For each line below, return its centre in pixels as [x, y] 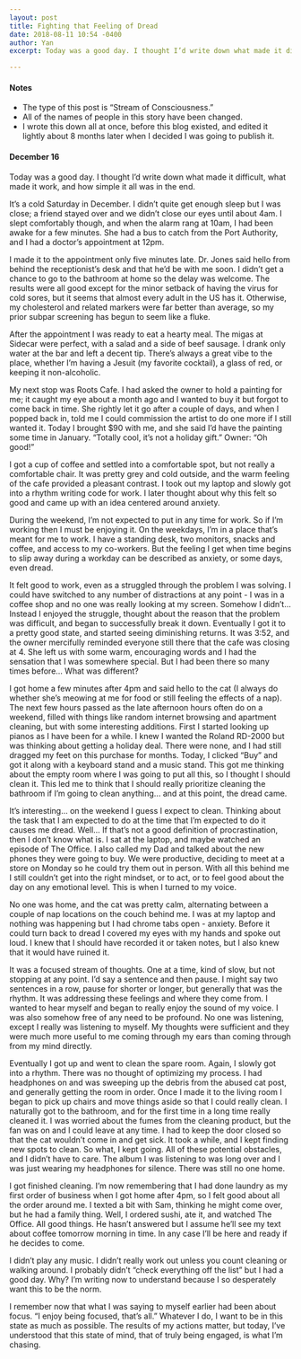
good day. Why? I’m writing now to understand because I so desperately [143, 1279]
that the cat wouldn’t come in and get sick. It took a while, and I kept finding [149, 1139]
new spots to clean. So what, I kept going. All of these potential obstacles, [146, 1149]
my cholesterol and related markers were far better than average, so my [142, 307]
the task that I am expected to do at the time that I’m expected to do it [138, 820]
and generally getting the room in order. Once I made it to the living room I [146, 1091]
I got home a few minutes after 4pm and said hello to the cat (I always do [144, 688]
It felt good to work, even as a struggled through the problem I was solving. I [150, 585]
